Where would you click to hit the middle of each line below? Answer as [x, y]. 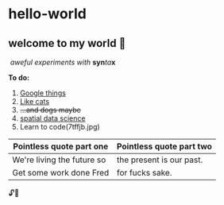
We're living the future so [59, 160]
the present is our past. [160, 160]
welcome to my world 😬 [67, 43]
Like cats [35, 101]
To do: [19, 77]
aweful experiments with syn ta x [63, 62]
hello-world [48, 14]
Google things [42, 93]
